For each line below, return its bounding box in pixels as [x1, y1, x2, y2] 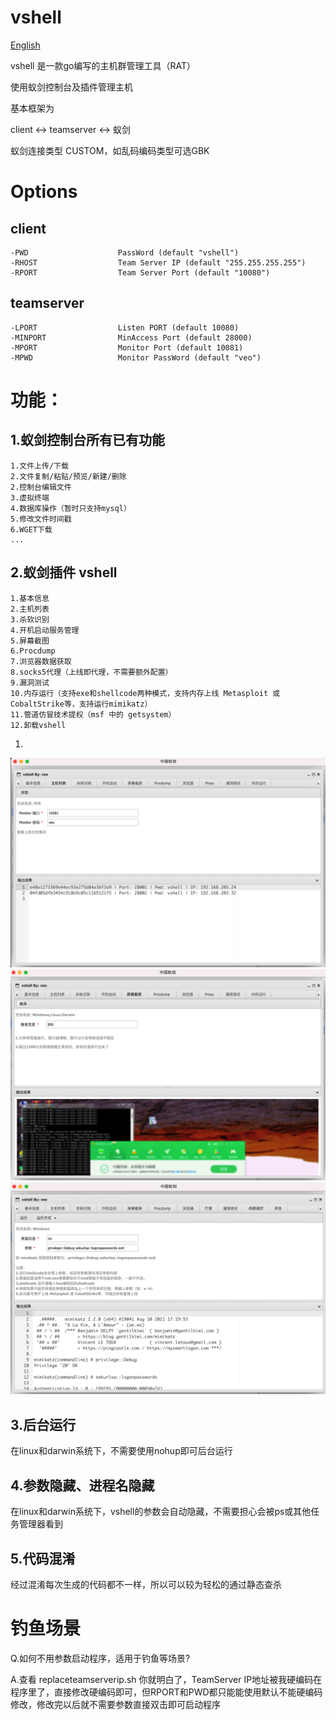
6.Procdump [10, 646, 56, 656]
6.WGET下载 [10, 524, 53, 535]
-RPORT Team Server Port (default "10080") [10, 267, 271, 278]
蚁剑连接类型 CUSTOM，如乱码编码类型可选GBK [10, 144, 210, 156]
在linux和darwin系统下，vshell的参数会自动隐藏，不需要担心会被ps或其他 [10, 1506, 312, 1518]
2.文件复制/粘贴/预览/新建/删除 [10, 471, 127, 481]
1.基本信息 [10, 593, 50, 603]
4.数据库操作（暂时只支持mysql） [10, 503, 132, 513]
